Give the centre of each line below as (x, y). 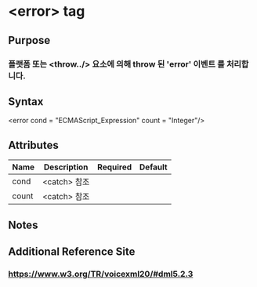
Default (154, 167)
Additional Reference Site (72, 251)
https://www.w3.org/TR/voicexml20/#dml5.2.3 (101, 274)
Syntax (26, 102)
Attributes (33, 145)
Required (115, 167)
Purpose (29, 40)
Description (66, 167)
